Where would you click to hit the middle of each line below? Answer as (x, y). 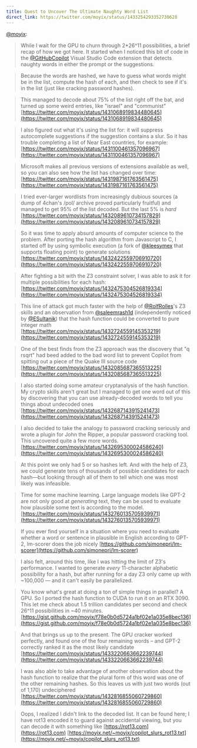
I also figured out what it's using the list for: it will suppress (92, 130)
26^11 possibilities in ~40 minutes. (62, 611)
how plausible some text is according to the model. (82, 507)
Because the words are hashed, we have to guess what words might (103, 76)
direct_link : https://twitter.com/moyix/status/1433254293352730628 (92, 17)
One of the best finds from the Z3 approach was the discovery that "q (105, 349)
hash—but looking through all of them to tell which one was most (99, 477)
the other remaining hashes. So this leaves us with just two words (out (106, 683)
